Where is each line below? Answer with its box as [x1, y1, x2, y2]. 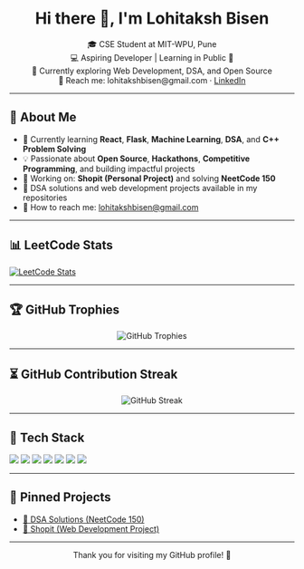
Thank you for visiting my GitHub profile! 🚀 [72, 549, 232, 560]
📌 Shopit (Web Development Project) [22, 523, 160, 534]
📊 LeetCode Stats [9, 237, 113, 253]
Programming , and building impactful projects [22, 163, 195, 174]
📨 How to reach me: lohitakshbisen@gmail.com [22, 201, 199, 212]
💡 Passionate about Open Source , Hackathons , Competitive [22, 153, 251, 164]
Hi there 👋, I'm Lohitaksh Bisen [34, 8, 270, 29]
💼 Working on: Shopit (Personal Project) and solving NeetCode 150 [22, 172, 276, 184]
